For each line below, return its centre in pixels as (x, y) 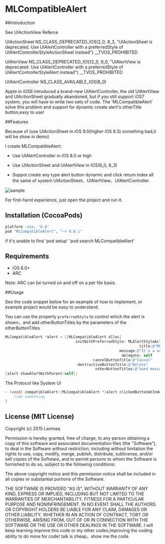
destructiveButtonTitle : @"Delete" (113, 365)
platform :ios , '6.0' (27, 227)
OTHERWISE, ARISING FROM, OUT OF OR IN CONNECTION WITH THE (77, 520)
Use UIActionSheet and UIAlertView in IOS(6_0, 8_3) (65, 165)
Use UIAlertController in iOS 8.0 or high (52, 156)
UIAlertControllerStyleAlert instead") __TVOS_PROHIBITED (64, 72)
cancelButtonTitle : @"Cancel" (123, 360)
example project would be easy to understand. (52, 307)
